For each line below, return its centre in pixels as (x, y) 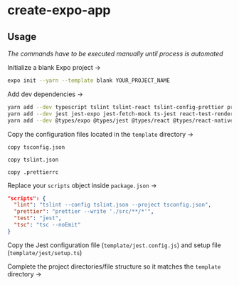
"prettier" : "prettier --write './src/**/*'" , (84, 212)
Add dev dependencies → (45, 94)
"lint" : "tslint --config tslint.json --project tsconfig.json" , (113, 205)
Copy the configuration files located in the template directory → (101, 134)
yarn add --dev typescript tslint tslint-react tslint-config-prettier (116, 107)
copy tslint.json (33, 160)
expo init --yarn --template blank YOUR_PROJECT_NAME (89, 81)
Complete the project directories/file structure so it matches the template (114, 266)
